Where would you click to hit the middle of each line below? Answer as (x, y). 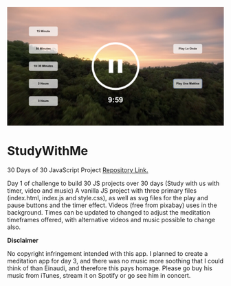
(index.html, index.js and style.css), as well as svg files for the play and (108, 198)
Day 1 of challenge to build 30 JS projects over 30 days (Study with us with (113, 183)
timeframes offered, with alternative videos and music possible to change (111, 220)
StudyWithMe (47, 151)
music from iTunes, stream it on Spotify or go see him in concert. (99, 276)
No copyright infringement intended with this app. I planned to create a (108, 254)
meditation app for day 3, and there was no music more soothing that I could (115, 261)
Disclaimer (23, 241)
